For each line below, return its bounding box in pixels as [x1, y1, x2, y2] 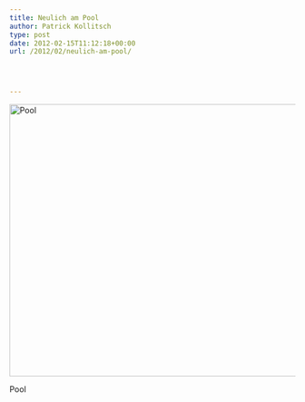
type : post [9, 30, 51, 39]
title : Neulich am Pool [9, 13, 100, 23]
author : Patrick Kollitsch [9, 22, 112, 31]
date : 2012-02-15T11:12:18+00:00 [9, 38, 136, 48]
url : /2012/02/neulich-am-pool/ [9, 47, 132, 56]
